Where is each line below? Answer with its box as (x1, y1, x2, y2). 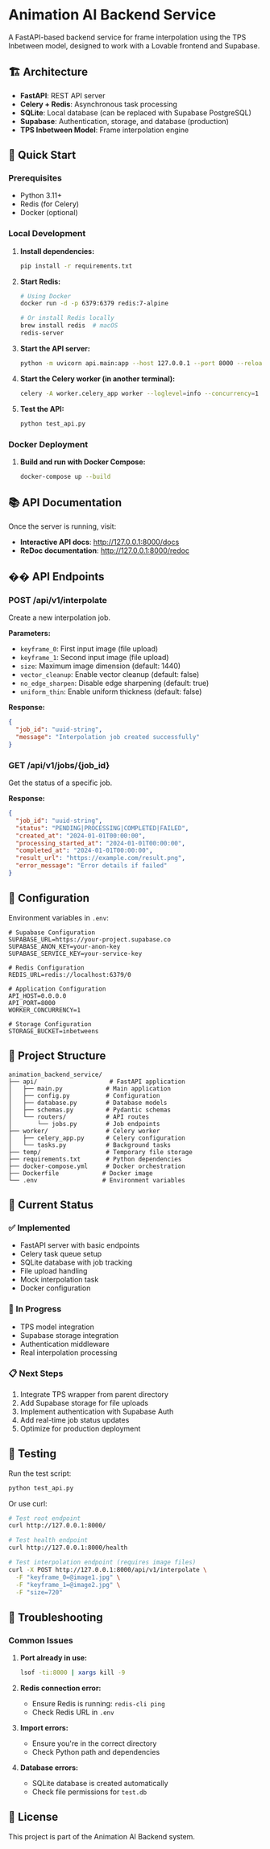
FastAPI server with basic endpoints (19, 1240, 140, 1250)
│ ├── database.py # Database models (8, 1099, 168, 1107)
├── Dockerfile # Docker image (8, 1169, 153, 1178)
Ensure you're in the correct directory (31, 1739, 157, 1748)
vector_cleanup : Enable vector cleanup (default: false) (19, 670, 200, 679)
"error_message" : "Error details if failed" (15, 862, 168, 870)
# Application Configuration (8, 985, 106, 993)
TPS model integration (19, 1322, 95, 1332)
